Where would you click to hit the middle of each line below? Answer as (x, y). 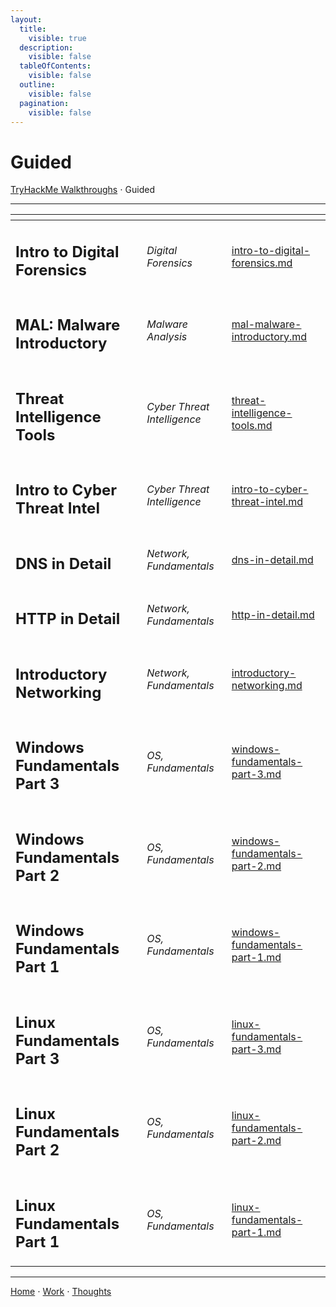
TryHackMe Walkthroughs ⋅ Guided (82, 190)
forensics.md (262, 263)
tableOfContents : (55, 66)
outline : (37, 85)
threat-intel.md (267, 501)
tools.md (252, 425)
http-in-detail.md (273, 615)
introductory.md (269, 336)
